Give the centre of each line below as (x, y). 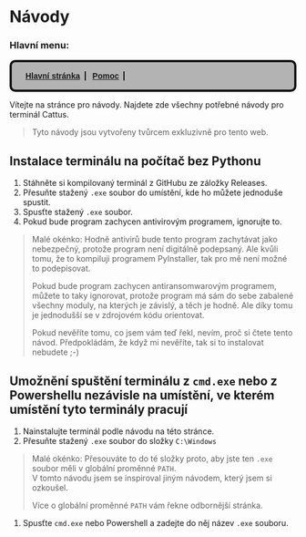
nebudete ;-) (56, 352)
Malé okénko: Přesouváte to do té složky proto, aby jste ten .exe (152, 459)
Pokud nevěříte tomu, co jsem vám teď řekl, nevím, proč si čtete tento (162, 333)
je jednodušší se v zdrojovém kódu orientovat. (118, 315)
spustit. (37, 202)
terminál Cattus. (40, 115)
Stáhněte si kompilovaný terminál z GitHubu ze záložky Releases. (145, 183)
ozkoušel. (50, 488)
